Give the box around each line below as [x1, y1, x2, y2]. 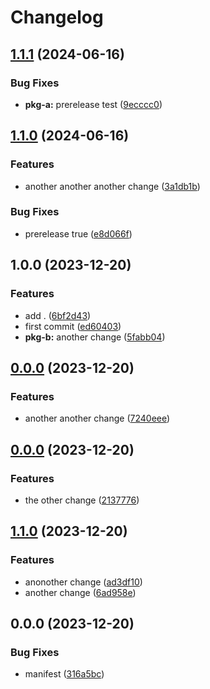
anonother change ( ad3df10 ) [24, 576, 143, 588]
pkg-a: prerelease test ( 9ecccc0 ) [24, 98, 163, 110]
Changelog [10, 6, 104, 29]
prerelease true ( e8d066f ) [24, 227, 133, 240]
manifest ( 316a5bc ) [24, 668, 105, 680]
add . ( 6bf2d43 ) [24, 309, 92, 321]
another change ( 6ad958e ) [24, 586, 137, 598]
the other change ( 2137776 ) [24, 494, 140, 506]
